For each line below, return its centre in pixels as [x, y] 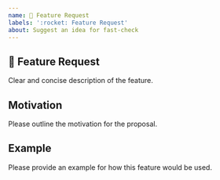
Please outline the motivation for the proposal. [83, 124]
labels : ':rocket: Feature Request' [68, 23]
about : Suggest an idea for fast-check [73, 30]
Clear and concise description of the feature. [81, 81]
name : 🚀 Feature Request [49, 15]
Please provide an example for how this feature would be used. [110, 167]
